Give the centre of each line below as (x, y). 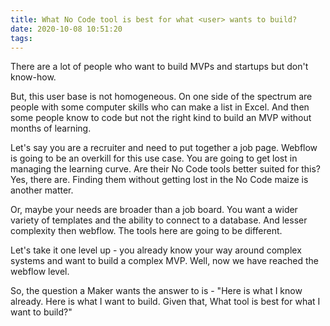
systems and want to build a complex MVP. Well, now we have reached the (165, 261)
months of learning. (51, 128)
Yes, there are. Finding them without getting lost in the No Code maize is (159, 180)
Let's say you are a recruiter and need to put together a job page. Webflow (164, 148)
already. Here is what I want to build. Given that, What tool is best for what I (165, 302)
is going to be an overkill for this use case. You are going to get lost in (154, 158)
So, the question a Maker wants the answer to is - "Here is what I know (156, 291)
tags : (21, 38)
